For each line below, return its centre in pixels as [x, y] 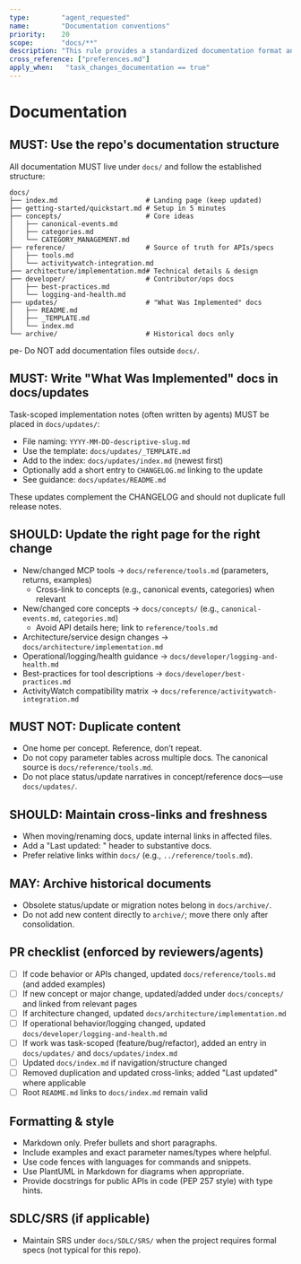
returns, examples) [57, 580]
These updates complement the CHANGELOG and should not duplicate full [147, 497]
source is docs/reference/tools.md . [88, 767]
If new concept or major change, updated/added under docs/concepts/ [153, 993]
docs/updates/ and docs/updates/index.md [99, 1053]
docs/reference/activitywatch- [219, 692]
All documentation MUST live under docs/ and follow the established [135, 166]
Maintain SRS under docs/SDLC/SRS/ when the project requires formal [149, 1240]
